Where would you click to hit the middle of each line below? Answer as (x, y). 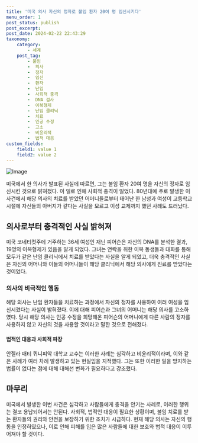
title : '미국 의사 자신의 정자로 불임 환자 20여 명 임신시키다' (74, 12)
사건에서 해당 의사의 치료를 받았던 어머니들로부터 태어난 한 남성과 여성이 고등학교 (99, 198)
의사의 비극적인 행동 (33, 288)
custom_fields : (25, 144)
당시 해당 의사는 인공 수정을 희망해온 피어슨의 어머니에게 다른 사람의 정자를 (105, 317)
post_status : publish (33, 23)
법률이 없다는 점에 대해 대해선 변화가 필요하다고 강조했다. (72, 368)
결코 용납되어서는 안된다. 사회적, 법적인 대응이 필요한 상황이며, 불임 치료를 (97, 412)
